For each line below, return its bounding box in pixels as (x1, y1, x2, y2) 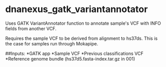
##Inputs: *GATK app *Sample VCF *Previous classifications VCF (5, 50, 144, 56)
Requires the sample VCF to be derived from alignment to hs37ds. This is (5, 35, 158, 41)
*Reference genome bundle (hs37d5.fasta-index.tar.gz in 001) (5, 55, 136, 61)
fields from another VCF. (5, 25, 57, 31)
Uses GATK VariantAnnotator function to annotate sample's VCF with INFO (5, 20, 161, 26)
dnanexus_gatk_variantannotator (5, 4, 148, 15)
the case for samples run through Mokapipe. (5, 40, 98, 46)
